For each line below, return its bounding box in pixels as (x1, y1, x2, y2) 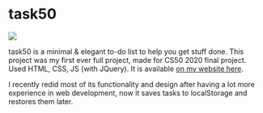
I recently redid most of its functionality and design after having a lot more (8, 79, 256, 89)
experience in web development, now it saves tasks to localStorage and (8, 88, 248, 98)
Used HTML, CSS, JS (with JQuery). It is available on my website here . (8, 64, 244, 73)
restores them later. (8, 96, 74, 106)
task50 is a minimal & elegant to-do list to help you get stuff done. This (8, 46, 244, 56)
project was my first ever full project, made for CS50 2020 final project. (8, 55, 247, 65)
